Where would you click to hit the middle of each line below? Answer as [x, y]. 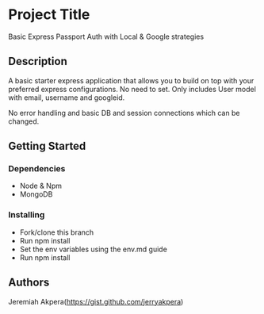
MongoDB [36, 194]
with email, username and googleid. [67, 98]
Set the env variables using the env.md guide [94, 249]
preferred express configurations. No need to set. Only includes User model [132, 89]
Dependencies [37, 169]
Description [38, 61]
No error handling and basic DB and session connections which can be [124, 113]
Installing [27, 215]
